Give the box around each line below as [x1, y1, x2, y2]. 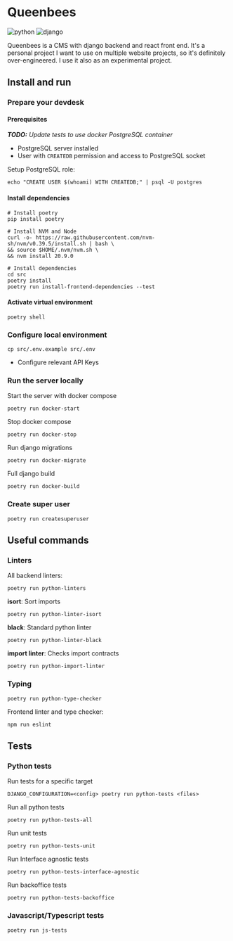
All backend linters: [7, 571, 63, 580]
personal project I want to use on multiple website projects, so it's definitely [7, 49, 226, 57]
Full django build [7, 469, 55, 478]
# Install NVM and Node [7, 228, 77, 235]
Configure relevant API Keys [17, 358, 100, 366]
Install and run [7, 77, 72, 89]
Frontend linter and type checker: [7, 708, 104, 716]
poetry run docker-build [7, 483, 80, 490]
